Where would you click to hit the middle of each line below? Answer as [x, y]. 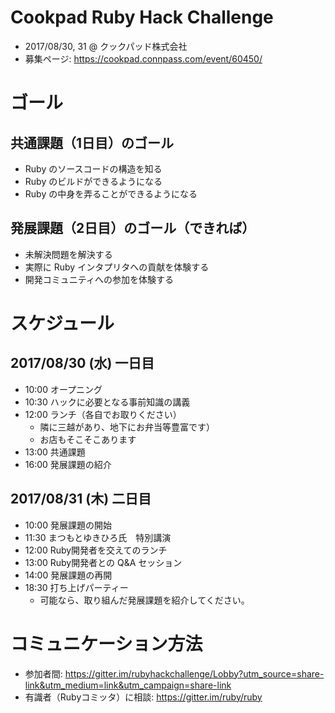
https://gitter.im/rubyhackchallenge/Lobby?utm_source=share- [194, 673]
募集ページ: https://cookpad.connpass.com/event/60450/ [143, 58]
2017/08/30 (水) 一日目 [82, 363]
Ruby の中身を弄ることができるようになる [111, 193]
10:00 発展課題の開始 [68, 525]
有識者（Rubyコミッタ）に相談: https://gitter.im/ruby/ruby [143, 697]
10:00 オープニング [63, 389]
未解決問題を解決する [68, 254]
